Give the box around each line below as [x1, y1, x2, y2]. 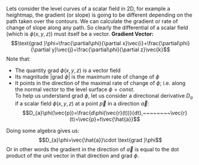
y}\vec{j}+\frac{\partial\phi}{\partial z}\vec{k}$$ [51, 46, 170, 53]
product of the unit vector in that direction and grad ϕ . [6, 152, 139, 159]
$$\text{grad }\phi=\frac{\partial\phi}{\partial [11, 40, 121, 46]
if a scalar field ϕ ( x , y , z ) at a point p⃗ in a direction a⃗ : [14, 99, 149, 107]
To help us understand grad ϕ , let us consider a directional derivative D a [14, 92, 193, 101]
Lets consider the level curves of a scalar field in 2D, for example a [6, 5, 170, 12]
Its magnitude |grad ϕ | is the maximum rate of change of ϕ [14, 73, 160, 80]
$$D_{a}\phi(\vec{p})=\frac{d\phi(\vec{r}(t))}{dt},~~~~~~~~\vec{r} [22, 109, 188, 116]
